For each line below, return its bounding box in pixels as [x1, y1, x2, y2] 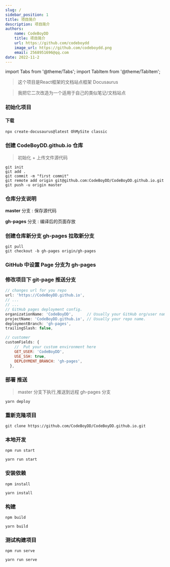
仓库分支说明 [5, 195, 37, 202]
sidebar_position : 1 [5, 12, 49, 17]
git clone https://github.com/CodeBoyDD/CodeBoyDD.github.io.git [5, 424, 146, 429]
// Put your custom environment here [14, 344, 96, 350]
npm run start [5, 448, 35, 453]
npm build [5, 515, 26, 520]
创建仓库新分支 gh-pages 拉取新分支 [5, 232, 95, 239]
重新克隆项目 [5, 412, 37, 419]
